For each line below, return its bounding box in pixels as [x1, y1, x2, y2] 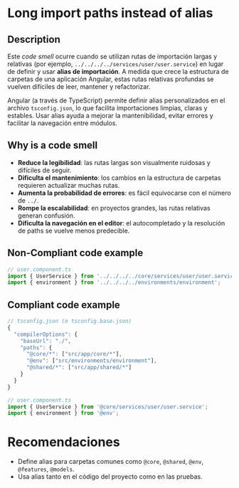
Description [7, 33, 60, 46]
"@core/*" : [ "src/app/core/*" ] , [26, 351, 122, 358]
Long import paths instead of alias [7, 5, 213, 21]
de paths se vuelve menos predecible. [17, 226, 130, 235]
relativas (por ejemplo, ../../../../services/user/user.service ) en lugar [7, 60, 224, 68]
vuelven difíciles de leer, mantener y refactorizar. [7, 83, 151, 90]
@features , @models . [17, 465, 75, 474]
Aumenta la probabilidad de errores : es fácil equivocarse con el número [17, 189, 231, 197]
